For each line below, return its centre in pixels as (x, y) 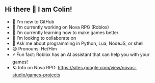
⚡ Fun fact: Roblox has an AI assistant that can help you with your (81, 54)
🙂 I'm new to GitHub (33, 21)
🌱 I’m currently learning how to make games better (65, 32)
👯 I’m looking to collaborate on (44, 38)
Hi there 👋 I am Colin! (38, 9)
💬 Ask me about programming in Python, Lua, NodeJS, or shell (78, 43)
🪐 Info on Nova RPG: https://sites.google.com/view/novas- (74, 67)
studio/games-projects (36, 75)
